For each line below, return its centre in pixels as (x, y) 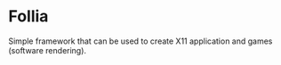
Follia (28, 16)
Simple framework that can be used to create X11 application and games (140, 41)
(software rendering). (47, 50)
